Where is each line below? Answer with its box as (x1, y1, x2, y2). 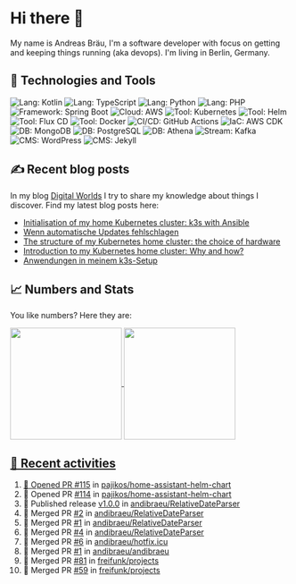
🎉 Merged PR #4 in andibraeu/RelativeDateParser (22, 527, 204, 537)
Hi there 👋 (10, 8, 84, 29)
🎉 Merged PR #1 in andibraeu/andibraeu (22, 546, 170, 557)
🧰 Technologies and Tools (10, 73, 156, 89)
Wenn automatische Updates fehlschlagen (22, 226, 179, 237)
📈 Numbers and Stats (10, 282, 135, 297)
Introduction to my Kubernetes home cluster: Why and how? (22, 245, 244, 256)
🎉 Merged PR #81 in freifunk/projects (22, 555, 160, 566)
